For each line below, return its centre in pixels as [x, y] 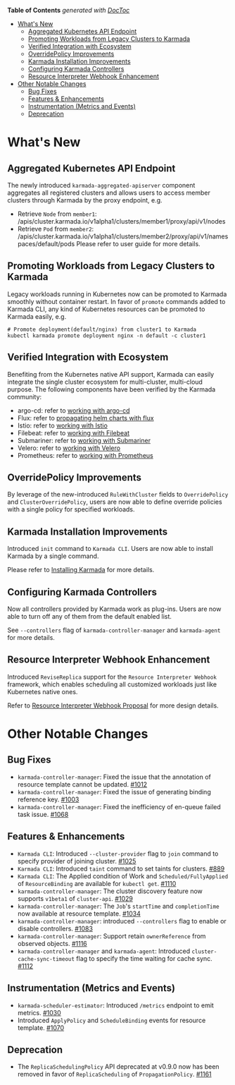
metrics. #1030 [39, 1012]
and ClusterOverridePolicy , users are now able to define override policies [115, 502]
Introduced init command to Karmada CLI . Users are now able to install [110, 549]
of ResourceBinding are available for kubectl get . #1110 [97, 883]
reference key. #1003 [48, 799]
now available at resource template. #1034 [79, 914]
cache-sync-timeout [46, 959]
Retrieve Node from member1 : [57, 214]
